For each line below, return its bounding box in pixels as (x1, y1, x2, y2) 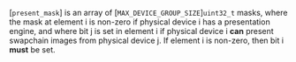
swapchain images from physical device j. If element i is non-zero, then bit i (9, 35, 285, 45)
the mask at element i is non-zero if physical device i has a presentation (9, 17, 271, 27)
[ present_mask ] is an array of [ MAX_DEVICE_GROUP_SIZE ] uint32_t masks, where (9, 8, 288, 17)
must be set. (9, 45, 56, 55)
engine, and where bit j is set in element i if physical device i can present (9, 26, 274, 36)
